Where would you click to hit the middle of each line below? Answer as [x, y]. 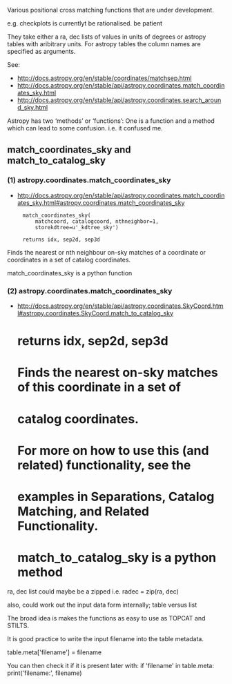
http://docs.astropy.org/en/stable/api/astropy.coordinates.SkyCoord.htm [120, 306]
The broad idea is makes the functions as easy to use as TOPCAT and [106, 618]
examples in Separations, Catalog [116, 497]
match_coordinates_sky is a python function [70, 273]
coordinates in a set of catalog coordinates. [69, 260]
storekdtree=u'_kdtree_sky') [77, 227]
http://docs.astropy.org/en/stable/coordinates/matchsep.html [104, 78]
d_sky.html [32, 107]
